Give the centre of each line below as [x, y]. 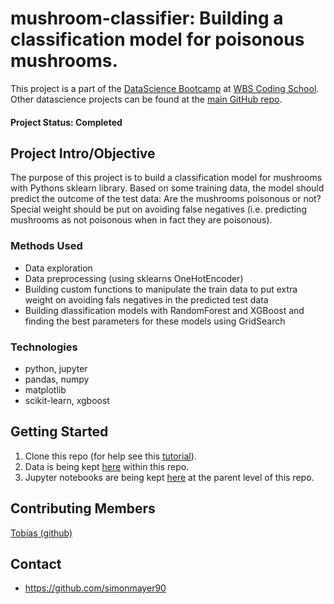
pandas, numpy [57, 379]
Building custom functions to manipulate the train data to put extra [161, 289]
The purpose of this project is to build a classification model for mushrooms [166, 178]
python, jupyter [56, 368]
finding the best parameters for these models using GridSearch [155, 321]
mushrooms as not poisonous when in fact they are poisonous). [141, 220]
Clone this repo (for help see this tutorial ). [110, 456]
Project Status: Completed [66, 122]
